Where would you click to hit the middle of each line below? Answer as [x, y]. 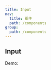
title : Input [18, 9]
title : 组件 [21, 18]
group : [12, 28]
